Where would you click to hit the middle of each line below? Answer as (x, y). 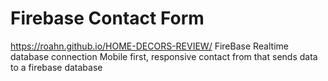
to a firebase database (56, 67)
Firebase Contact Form (107, 18)
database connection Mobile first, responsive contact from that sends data (164, 56)
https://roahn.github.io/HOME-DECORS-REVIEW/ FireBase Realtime (149, 46)
